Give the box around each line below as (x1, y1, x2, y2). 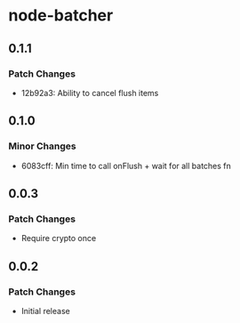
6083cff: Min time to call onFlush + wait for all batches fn (20, 160, 232, 171)
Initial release (20, 305, 70, 316)
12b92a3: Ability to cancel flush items (20, 87, 159, 98)
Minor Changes (8, 140, 76, 152)
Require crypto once (20, 233, 97, 244)
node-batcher (8, 5, 114, 26)
